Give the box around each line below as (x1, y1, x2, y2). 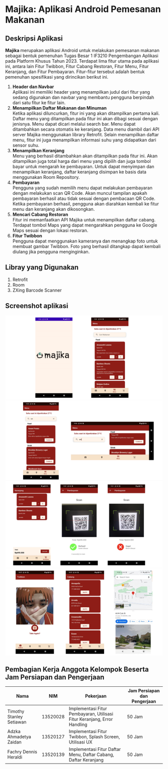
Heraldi (7, 754, 22, 760)
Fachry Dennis (7, 749, 37, 755)
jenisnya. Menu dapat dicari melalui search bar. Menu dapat (12, 121, 136, 127)
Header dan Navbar (12, 84, 54, 90)
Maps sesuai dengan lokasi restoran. (12, 227, 88, 233)
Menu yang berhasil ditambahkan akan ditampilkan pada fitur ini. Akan (12, 153, 157, 159)
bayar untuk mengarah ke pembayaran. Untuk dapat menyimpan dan (12, 164, 154, 169)
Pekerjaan (84, 693, 106, 699)
